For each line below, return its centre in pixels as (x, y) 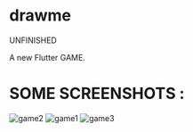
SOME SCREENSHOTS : (97, 94)
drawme (40, 16)
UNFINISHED (33, 40)
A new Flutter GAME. (48, 57)
